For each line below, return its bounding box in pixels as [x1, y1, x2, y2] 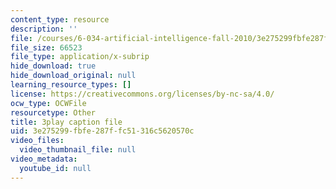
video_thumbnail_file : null [19, 145, 137, 155]
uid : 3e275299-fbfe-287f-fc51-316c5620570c [10, 126, 195, 136]
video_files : [10, 136, 65, 146]
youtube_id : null [19, 163, 92, 173]
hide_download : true [10, 61, 97, 71]
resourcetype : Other [10, 107, 97, 118]
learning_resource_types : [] [10, 80, 132, 90]
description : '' [10, 24, 78, 34]
